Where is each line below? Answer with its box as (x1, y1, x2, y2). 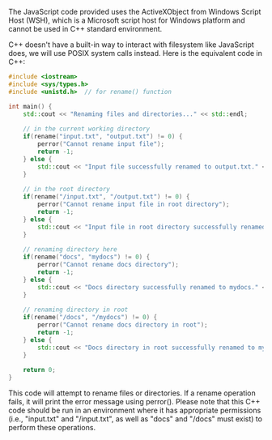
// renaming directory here (23, 246, 117, 254)
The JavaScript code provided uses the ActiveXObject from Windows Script (8, 7, 261, 16)
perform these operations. (8, 423, 96, 432)
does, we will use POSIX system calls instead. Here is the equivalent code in (8, 49, 263, 58)
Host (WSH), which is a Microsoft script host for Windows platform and (8, 15, 245, 25)
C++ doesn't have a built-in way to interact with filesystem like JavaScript (8, 40, 255, 49)
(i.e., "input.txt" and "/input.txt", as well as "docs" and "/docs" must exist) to (8, 414, 263, 424)
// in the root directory (23, 186, 111, 194)
